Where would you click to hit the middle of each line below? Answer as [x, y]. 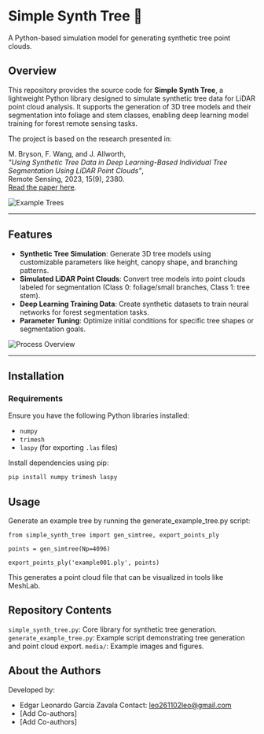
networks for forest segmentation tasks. [84, 312]
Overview [33, 71]
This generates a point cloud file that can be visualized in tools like [116, 577]
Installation [36, 376]
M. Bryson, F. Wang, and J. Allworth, [67, 153]
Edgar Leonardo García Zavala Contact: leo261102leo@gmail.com [125, 705]
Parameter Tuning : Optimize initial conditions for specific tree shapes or [136, 320]
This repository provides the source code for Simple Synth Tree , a [116, 90]
